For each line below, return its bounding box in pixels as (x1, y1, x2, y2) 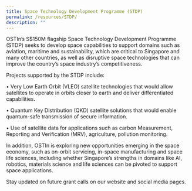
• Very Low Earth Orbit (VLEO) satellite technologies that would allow (6, 83, 173, 90)
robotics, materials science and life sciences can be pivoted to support (6, 161, 178, 168)
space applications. (6, 167, 53, 174)
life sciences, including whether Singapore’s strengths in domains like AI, (6, 155, 183, 162)
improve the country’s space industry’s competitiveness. (6, 60, 143, 67)
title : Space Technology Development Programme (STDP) (6, 8, 143, 15)
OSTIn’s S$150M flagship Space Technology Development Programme (6, 36, 177, 43)
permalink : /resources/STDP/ (6, 14, 78, 20)
